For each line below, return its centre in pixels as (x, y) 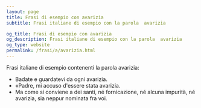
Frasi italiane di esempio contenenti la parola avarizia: (73, 67)
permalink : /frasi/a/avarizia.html (51, 51)
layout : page (23, 12)
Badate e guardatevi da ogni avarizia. (61, 79)
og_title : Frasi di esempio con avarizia (59, 34)
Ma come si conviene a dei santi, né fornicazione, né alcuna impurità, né (105, 92)
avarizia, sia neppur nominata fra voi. (61, 98)
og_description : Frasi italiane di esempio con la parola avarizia (94, 40)
